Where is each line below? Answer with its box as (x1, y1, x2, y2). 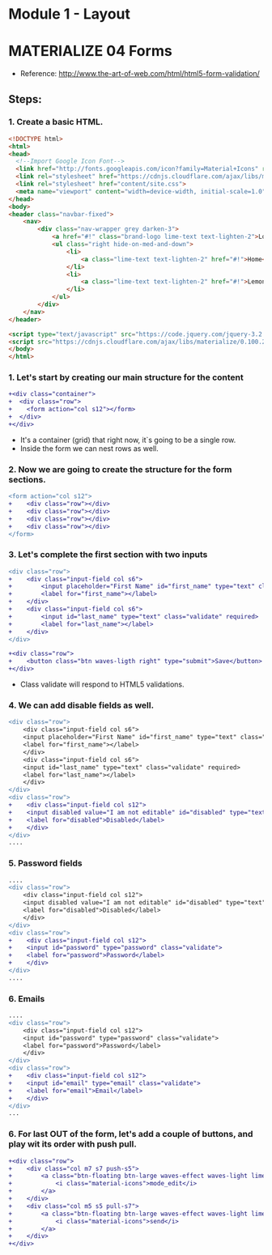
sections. (8, 474, 46, 485)
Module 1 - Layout (8, 5, 131, 23)
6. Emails (8, 993, 45, 1004)
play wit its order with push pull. (8, 1138, 138, 1150)
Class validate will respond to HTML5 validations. (19, 679, 185, 689)
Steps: (8, 92, 42, 106)
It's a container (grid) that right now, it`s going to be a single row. (19, 435, 236, 445)
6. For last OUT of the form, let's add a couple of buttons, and (8, 1129, 253, 1140)
